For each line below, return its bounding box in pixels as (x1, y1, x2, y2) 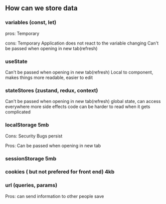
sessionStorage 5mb (5, 155, 56, 162)
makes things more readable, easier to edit (5, 74, 93, 80)
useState (5, 57, 27, 64)
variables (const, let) (5, 19, 56, 26)
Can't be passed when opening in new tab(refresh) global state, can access (5, 98, 161, 104)
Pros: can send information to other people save (5, 193, 104, 199)
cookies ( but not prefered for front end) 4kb (5, 168, 115, 175)
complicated (5, 109, 31, 115)
